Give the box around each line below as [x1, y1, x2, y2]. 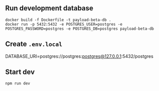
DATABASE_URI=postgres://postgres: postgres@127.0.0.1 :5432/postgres [5, 53, 153, 59]
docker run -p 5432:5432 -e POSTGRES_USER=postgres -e [5, 22, 123, 27]
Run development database [5, 4, 94, 13]
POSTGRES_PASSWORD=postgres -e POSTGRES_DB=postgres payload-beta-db [5, 26, 154, 31]
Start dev [5, 68, 35, 76]
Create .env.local [5, 40, 62, 48]
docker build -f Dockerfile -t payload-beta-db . [5, 17, 112, 22]
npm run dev [5, 81, 30, 86]
